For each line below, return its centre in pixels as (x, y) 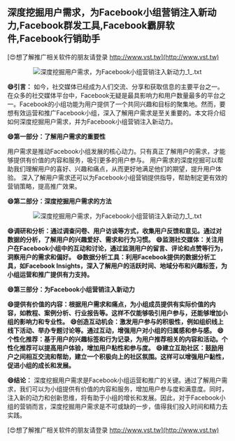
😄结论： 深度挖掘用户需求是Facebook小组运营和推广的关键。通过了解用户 (114, 380)
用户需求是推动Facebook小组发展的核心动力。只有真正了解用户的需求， (110, 151)
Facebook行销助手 (60, 39)
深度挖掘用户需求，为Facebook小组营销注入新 (107, 13)
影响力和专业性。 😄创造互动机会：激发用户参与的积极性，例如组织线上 (121, 321)
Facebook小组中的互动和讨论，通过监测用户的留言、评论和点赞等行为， (123, 248)
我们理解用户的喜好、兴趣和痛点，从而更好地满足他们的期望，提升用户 (114, 168)
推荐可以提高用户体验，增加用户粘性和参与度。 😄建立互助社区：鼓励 (119, 347)
